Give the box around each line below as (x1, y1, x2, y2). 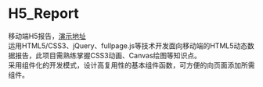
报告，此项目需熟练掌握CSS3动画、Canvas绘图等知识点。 (14, 50, 202, 60)
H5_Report (8, 5, 80, 23)
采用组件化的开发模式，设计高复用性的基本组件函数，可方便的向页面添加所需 (8, 60, 255, 70)
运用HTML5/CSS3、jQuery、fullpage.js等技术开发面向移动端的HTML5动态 (8, 40, 248, 50)
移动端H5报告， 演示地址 (8, 31, 86, 40)
